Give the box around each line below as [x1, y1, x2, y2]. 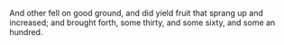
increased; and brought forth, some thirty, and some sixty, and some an [9, 17, 276, 28]
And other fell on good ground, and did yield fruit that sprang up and [9, 8, 264, 18]
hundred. [9, 27, 43, 37]
